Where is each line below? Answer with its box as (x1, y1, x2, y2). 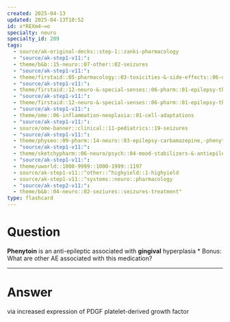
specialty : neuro (7, 29, 57, 36)
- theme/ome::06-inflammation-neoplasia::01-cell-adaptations (13, 112, 194, 119)
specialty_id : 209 (7, 36, 60, 42)
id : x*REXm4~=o (7, 23, 51, 29)
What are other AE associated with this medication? (7, 254, 153, 262)
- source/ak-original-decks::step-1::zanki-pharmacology (13, 49, 179, 55)
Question (7, 224, 60, 240)
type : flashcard (7, 195, 53, 202)
